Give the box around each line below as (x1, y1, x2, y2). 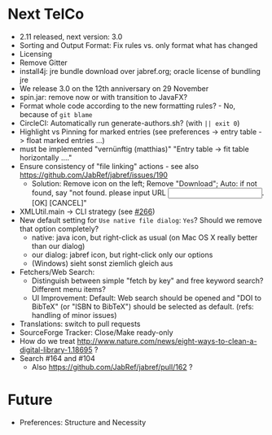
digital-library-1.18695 (19, 345, 93, 355)
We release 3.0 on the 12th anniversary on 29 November (19, 83, 209, 94)
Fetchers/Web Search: (19, 267, 95, 276)
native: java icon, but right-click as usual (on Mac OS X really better (31, 233, 258, 242)
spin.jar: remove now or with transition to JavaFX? (19, 92, 188, 102)
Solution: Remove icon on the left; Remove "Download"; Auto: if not (31, 178, 257, 188)
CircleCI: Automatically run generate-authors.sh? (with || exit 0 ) (19, 118, 240, 128)
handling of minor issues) (31, 310, 117, 320)
